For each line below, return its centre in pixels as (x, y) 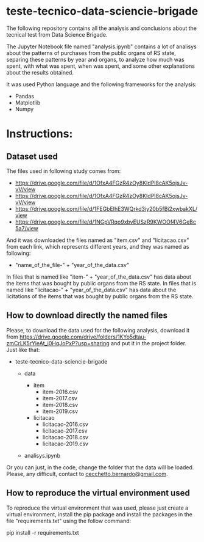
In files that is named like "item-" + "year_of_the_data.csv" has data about (99, 277)
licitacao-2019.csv (65, 444)
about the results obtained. (40, 72)
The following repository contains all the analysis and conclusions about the (101, 28)
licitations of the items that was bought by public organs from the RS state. (100, 296)
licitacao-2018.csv (65, 437)
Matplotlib (28, 103)
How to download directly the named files (87, 316)
